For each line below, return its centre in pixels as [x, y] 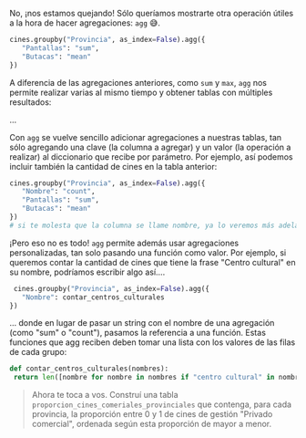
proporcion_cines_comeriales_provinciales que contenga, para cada [162, 404]
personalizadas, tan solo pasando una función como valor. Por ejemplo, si [148, 252]
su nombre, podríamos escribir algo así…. [87, 272]
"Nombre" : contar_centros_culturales [93, 297]
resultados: [31, 102]
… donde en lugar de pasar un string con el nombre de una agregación [142, 323]
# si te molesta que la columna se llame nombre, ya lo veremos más [142, 225]
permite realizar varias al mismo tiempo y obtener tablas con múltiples [141, 92]
